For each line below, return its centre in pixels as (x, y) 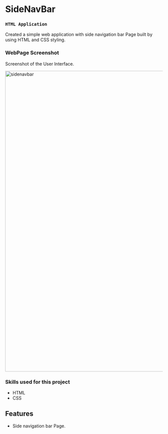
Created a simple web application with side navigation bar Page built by (79, 35)
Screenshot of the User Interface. (39, 64)
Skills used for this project (37, 382)
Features (19, 414)
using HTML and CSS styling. (35, 40)
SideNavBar (30, 9)
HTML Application (26, 24)
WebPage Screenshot (32, 53)
